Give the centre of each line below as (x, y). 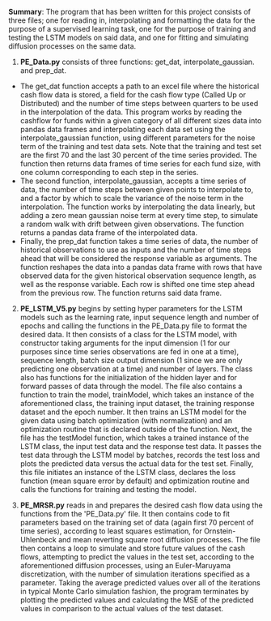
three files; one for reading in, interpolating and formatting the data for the (132, 20)
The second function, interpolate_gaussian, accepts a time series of (133, 181)
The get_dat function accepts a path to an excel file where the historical (140, 86)
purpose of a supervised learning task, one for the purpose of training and (132, 29)
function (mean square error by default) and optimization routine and (135, 481)
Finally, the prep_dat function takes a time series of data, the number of (139, 241)
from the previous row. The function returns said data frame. (121, 293)
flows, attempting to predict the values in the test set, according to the (137, 557)
